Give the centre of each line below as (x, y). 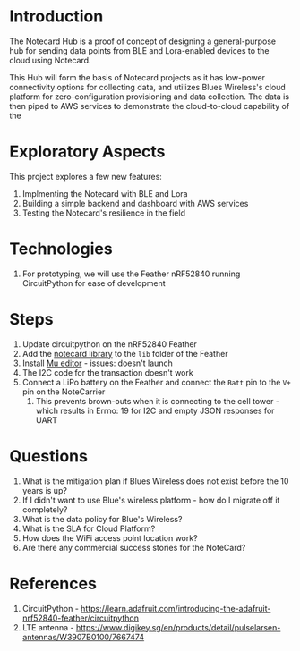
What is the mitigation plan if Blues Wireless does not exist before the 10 (155, 481)
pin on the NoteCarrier (64, 392)
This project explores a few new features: (86, 176)
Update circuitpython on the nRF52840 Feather (109, 344)
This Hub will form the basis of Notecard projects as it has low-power (137, 77)
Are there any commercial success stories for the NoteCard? (134, 547)
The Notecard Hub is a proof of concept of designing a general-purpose (143, 41)
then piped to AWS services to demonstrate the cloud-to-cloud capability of (150, 106)
